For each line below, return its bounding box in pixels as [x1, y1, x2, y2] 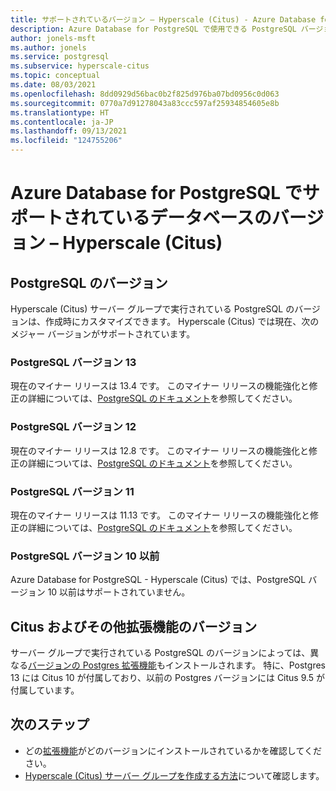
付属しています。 [10, 684, 80, 696]
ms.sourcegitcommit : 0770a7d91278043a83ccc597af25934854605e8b [10, 98, 280, 108]
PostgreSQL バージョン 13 [10, 355, 137, 369]
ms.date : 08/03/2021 [10, 80, 97, 90]
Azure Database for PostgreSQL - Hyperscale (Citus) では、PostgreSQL [10, 574, 307, 586]
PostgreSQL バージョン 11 [10, 484, 135, 498]
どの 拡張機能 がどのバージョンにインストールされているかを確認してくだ [24, 744, 322, 756]
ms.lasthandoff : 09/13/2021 [10, 126, 128, 136]
